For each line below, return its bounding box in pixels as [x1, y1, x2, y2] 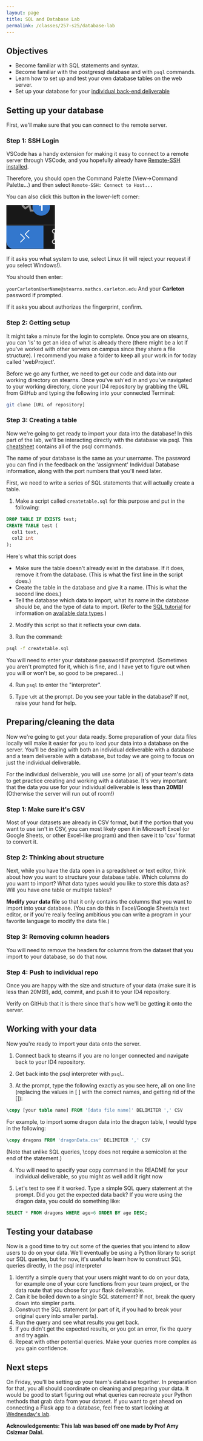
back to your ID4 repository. [15, 1058, 85, 1066]
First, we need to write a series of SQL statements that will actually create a [6, 479, 195, 486]
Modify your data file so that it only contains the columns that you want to [6, 898, 192, 905]
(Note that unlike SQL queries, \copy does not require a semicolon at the [6, 1148, 187, 1155]
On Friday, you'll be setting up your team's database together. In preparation [6, 1379, 197, 1386]
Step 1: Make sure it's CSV [6, 805, 85, 813]
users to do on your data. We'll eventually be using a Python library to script [6, 1249, 196, 1257]
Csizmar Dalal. [6, 1429, 44, 1436]
